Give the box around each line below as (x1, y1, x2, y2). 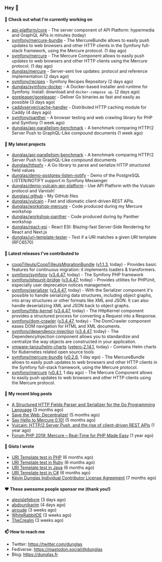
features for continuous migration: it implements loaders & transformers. (11, 266, 156, 272)
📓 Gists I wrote (4, 443, 34, 450)
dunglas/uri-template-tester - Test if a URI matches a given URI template (11, 234, 157, 240)
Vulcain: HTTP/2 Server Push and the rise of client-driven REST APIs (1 (11, 422, 155, 428)
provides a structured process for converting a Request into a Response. (11, 312, 157, 319)
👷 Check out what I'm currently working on (4, 16, 93, 22)
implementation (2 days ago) (11, 74, 69, 79)
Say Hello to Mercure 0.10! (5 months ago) (11, 417, 96, 423)
